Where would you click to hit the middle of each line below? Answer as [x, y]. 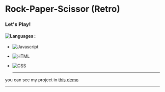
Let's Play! [18, 24]
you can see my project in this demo [42, 80]
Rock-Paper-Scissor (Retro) [63, 9]
